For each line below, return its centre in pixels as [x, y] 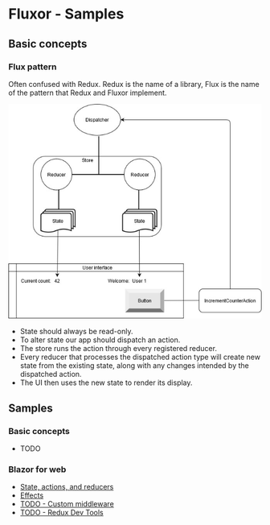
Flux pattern [33, 67]
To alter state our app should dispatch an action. [100, 340]
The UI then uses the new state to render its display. [106, 382]
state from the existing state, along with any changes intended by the [134, 366]
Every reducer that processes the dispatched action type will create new [140, 357]
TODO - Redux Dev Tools [61, 513]
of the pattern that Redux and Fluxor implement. [88, 93]
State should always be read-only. [76, 332]
